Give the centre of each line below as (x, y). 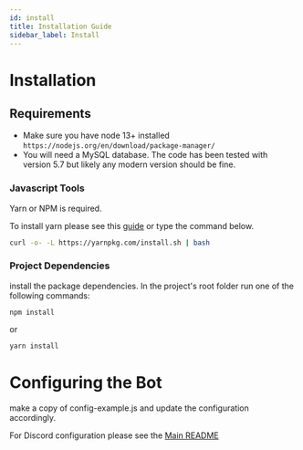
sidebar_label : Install (55, 35)
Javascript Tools (47, 188)
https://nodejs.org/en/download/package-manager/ (119, 146)
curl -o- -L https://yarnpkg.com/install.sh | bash (110, 243)
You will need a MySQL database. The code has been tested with (145, 155)
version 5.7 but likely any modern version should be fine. (129, 164)
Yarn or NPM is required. (56, 208)
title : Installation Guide (61, 26)
